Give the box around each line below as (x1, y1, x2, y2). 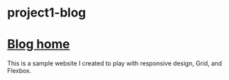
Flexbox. (7, 67, 32, 75)
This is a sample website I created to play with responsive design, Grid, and (7, 59, 223, 68)
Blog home (7, 37, 71, 52)
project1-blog (7, 5, 86, 21)
